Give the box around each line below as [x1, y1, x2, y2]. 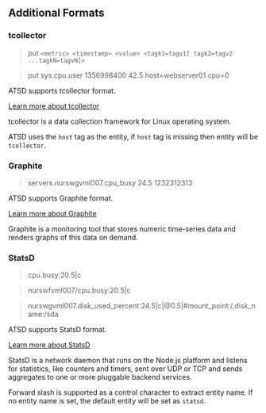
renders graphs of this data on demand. [8, 232, 139, 242]
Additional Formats [8, 6, 105, 20]
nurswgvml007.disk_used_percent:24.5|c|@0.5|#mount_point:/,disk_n [27, 301, 256, 311]
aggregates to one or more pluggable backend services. [8, 373, 192, 382]
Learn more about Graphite [8, 208, 97, 218]
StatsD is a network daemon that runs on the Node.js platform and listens [8, 356, 248, 365]
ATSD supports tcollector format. [8, 86, 117, 95]
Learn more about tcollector [8, 101, 100, 110]
